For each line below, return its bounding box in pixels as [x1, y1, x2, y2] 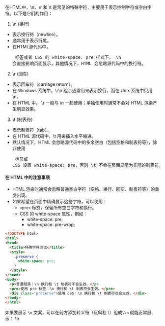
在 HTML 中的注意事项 [5, 174, 50, 180]
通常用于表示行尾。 [12, 37, 52, 43]
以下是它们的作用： [13, 10, 53, 16]
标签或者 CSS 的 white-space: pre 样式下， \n [15, 55, 121, 60]
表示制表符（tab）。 [12, 127, 52, 133]
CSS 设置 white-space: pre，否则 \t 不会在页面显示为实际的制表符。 [12, 162, 164, 168]
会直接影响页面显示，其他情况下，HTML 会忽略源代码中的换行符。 [12, 61, 146, 66]
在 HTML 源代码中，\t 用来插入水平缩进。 [12, 133, 96, 139]
